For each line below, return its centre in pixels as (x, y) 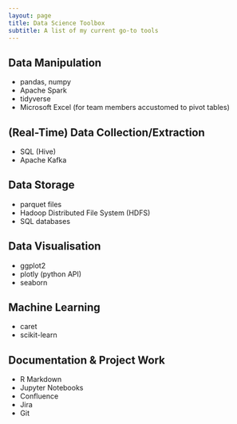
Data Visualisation (55, 247)
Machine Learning (55, 308)
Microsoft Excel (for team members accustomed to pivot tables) (124, 108)
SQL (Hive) (38, 151)
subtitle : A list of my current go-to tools (83, 30)
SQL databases (45, 221)
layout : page (30, 16)
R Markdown (41, 379)
